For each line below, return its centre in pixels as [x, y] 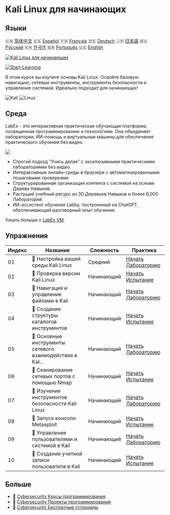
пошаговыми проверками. [41, 178]
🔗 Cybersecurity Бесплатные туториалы [55, 507]
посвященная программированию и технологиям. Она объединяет [78, 131]
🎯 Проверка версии [56, 273]
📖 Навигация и [50, 288]
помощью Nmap [52, 382]
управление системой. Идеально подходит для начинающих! [72, 88]
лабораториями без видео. [42, 167]
